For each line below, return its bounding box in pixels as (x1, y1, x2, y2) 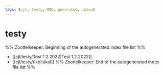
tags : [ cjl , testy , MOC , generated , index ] (5, 7, 95, 12)
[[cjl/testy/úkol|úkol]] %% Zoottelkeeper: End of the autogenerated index (12, 59, 160, 65)
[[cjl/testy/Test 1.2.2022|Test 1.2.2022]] (12, 54, 92, 59)
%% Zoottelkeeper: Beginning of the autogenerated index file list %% (5, 44, 146, 50)
